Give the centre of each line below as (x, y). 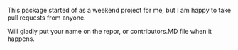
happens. (21, 39)
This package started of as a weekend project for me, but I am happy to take (119, 10)
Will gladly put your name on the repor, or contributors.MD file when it (109, 31)
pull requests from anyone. (47, 18)
